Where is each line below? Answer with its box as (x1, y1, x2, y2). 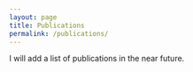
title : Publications (9, 21, 86, 30)
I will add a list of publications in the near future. (9, 54, 185, 64)
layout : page (9, 12, 58, 22)
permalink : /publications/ (9, 29, 109, 38)
